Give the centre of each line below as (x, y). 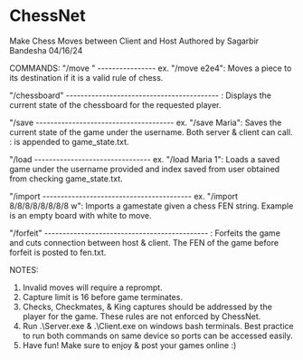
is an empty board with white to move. (80, 215)
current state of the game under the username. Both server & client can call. (151, 131)
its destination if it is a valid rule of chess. (86, 77)
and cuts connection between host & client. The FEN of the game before (144, 242)
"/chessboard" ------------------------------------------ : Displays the (140, 95)
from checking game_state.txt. (66, 179)
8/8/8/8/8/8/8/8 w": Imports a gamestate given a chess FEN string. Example (151, 206)
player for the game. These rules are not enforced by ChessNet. (142, 316)
